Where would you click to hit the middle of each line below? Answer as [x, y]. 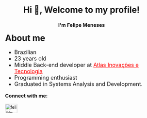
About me [25, 38]
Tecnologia [28, 71]
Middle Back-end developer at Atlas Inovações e [77, 65]
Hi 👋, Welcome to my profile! [82, 10]
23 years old [30, 59]
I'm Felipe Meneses [82, 25]
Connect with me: [26, 96]
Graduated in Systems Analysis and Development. [79, 84]
